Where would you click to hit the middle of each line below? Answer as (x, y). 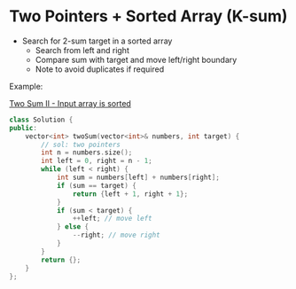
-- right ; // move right (117, 235)
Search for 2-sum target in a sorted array (97, 41)
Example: (26, 86)
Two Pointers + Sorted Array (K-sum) (148, 16)
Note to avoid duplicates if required (100, 69)
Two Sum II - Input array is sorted (70, 103)
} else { (73, 227)
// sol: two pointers (81, 144)
